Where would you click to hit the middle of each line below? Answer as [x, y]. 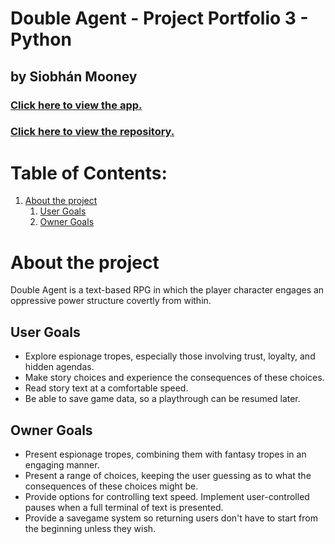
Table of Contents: [89, 173]
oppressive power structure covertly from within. [111, 301]
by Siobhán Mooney [74, 76]
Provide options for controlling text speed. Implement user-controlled [167, 496]
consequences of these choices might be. [111, 486]
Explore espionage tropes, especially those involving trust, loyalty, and [170, 356]
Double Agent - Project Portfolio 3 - [159, 18]
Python [41, 39]
